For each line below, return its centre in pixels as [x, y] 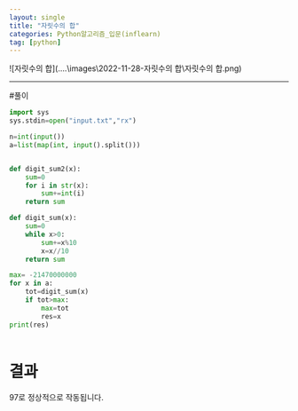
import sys [29, 113]
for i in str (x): [57, 186]
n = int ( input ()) [37, 137]
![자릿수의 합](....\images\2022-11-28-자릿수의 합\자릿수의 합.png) [125, 68]
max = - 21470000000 [43, 275]
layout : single [37, 17]
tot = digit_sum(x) [57, 292]
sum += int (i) [63, 194]
